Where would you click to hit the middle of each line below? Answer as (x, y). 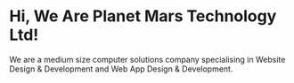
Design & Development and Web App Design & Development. (121, 69)
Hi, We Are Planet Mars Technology (143, 16)
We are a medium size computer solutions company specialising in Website (147, 59)
